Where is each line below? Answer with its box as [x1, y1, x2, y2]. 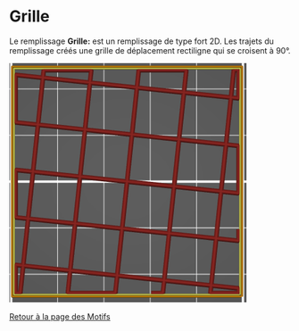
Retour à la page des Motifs [9, 310, 111, 322]
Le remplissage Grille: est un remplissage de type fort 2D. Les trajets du [9, 36, 275, 46]
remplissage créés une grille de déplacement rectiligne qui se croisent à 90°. [9, 45, 291, 55]
